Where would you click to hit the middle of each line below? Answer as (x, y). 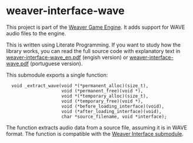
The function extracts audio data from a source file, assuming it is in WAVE (96, 127)
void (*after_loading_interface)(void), (112, 111)
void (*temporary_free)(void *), (102, 101)
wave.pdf (18, 64)
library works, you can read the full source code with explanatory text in (93, 51)
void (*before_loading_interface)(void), (113, 106)
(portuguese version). (56, 64)
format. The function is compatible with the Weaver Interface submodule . (95, 134)
